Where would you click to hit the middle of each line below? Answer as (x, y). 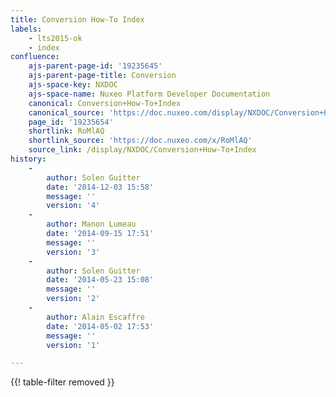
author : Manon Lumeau (91, 224)
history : (28, 159)
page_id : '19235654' (71, 122)
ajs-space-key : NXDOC (73, 85)
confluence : (35, 57)
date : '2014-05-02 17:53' (100, 326)
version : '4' (73, 206)
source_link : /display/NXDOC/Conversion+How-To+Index (142, 150)
